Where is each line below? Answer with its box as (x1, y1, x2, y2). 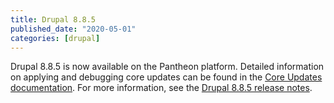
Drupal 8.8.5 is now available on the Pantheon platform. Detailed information (10, 61, 325, 73)
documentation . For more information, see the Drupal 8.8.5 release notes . (10, 82, 313, 94)
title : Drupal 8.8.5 (10, 14, 97, 25)
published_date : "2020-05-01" (10, 24, 137, 34)
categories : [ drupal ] (10, 33, 101, 43)
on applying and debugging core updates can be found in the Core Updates (10, 71, 323, 83)
